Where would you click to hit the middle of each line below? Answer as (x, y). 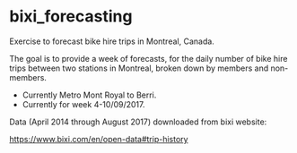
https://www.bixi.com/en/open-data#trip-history (99, 139)
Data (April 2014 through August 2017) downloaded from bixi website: (138, 122)
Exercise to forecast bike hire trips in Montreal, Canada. (112, 41)
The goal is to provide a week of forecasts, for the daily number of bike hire (148, 58)
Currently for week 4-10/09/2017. (83, 104)
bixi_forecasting (71, 17)
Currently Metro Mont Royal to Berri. (89, 95)
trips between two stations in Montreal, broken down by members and (139, 68)
